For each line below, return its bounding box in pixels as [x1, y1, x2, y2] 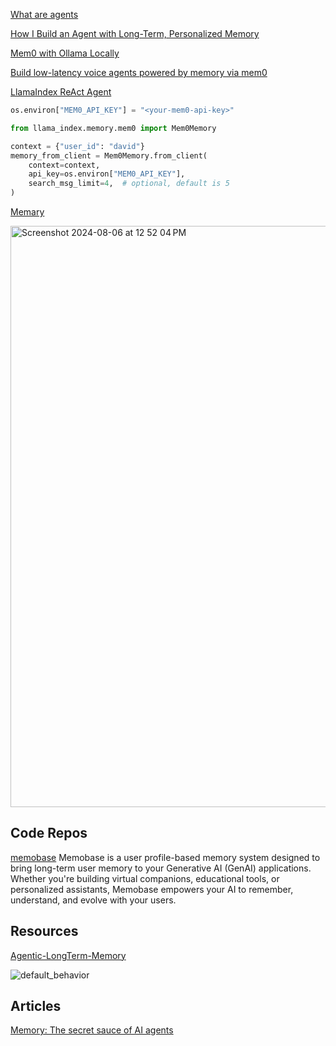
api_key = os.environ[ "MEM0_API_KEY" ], [28, 169, 186, 179]
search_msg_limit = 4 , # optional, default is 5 [28, 179, 230, 189]
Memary [10, 206, 45, 218]
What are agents [10, 9, 79, 20]
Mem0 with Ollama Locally [10, 47, 120, 59]
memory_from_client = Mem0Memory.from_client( [10, 150, 208, 161]
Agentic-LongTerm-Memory [10, 949, 127, 961]
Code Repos [10, 825, 88, 842]
